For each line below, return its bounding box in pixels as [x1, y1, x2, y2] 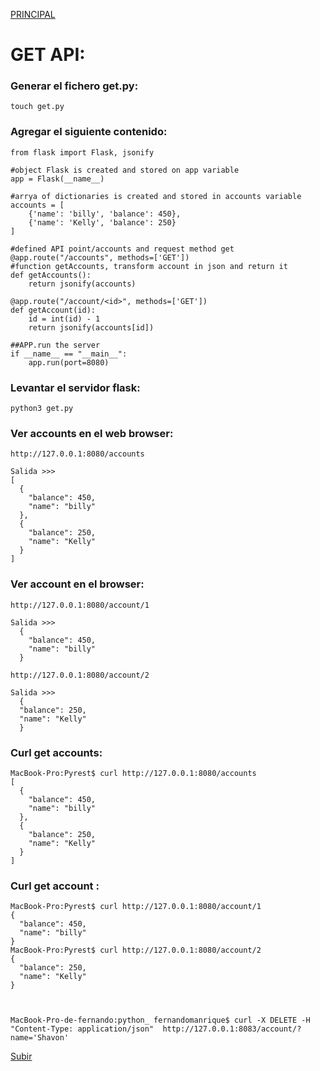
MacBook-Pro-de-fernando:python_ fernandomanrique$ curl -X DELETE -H [10, 1015, 311, 1026]
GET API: [10, 44, 86, 66]
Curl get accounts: [10, 745, 103, 759]
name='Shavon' [10, 1033, 70, 1043]
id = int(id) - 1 [28, 314, 101, 324]
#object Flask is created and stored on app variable [10, 165, 240, 175]
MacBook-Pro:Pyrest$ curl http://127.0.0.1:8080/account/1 [10, 902, 262, 912]
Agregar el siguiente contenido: [10, 125, 168, 139]
